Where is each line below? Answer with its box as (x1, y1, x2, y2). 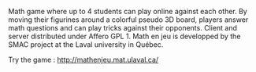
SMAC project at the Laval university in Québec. (8, 40, 164, 49)
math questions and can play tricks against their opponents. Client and (8, 23, 238, 32)
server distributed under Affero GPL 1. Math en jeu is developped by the (8, 31, 241, 41)
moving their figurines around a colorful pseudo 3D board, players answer (8, 15, 249, 24)
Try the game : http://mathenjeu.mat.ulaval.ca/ (8, 55, 159, 64)
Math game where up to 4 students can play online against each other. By (8, 7, 248, 16)
